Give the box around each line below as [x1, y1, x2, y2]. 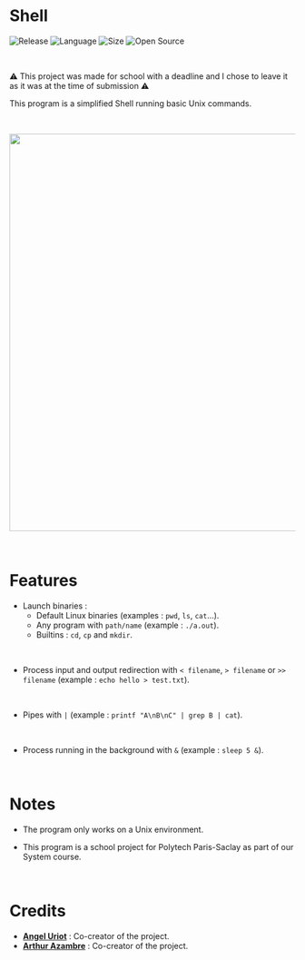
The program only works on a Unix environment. [22, 824, 204, 835]
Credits [9, 901, 66, 921]
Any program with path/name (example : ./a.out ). [35, 619, 220, 630]
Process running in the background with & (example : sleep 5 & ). [22, 744, 264, 755]
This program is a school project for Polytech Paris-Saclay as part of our [22, 841, 294, 852]
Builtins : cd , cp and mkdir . [35, 628, 133, 640]
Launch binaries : [22, 600, 88, 611]
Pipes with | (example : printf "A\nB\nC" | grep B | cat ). [22, 709, 243, 720]
